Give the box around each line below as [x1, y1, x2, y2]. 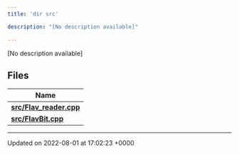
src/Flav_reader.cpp [11, 102, 80, 112]
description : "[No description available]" [7, 23, 139, 31]
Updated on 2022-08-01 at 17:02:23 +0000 [7, 139, 135, 148]
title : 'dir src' [7, 10, 59, 18]
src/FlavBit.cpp [11, 114, 64, 124]
